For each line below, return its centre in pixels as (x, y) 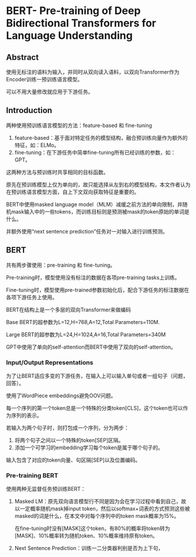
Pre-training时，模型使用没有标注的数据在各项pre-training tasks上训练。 (93, 277)
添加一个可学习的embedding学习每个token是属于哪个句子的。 (89, 447)
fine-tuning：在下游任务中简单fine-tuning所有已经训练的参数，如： (95, 152)
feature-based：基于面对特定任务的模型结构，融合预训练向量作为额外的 (101, 137)
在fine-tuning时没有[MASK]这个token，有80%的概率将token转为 (92, 528)
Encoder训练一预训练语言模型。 (44, 79)
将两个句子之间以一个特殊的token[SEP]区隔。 (69, 440)
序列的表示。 (26, 415)
